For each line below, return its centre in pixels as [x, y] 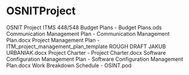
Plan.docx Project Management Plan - [53, 40]
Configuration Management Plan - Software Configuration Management [95, 59]
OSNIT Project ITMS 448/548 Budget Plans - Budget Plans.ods [84, 27]
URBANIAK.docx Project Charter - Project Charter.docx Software [86, 52]
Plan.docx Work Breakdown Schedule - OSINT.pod [69, 65]
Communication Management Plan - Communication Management [88, 33]
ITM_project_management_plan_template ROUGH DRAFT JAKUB [86, 46]
